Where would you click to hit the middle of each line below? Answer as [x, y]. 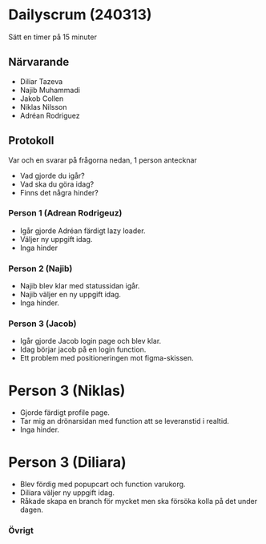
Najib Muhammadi [50, 90]
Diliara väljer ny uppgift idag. [67, 493]
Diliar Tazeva [41, 81]
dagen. [32, 510]
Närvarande [39, 62]
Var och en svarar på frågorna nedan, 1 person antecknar [103, 160]
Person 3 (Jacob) [42, 324]
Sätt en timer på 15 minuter [53, 37]
